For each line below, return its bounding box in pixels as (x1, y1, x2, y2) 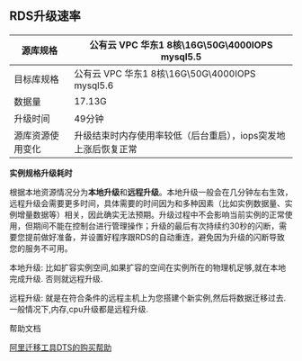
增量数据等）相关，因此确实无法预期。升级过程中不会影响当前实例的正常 (16, 209, 285, 220)
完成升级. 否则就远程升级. (9, 273, 103, 284)
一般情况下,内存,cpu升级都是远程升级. (9, 303, 148, 314)
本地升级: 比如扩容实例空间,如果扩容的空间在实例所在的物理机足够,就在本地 (9, 262, 287, 273)
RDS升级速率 (9, 8, 81, 24)
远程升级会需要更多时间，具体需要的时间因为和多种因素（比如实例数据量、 (9, 197, 285, 209)
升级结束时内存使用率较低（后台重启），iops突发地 (74, 129, 286, 141)
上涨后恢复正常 (74, 142, 138, 155)
